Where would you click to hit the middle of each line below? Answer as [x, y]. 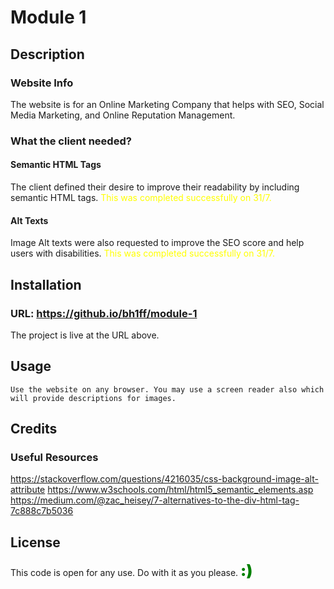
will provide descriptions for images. [93, 398]
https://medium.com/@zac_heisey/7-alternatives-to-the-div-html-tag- [155, 500]
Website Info [42, 83]
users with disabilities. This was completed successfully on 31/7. [143, 253]
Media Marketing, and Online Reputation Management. [123, 115]
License [35, 542]
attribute [28, 490]
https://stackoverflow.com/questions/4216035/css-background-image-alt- [164, 479]
